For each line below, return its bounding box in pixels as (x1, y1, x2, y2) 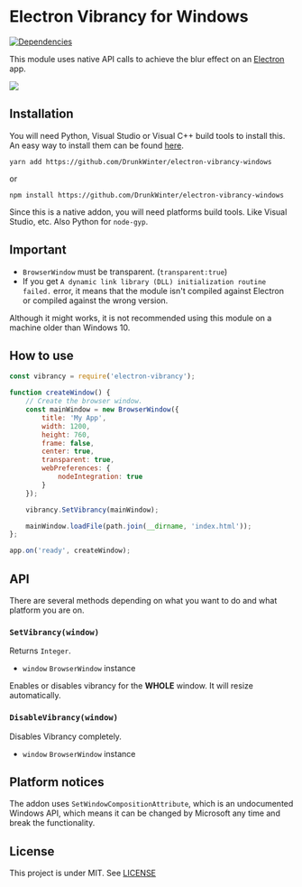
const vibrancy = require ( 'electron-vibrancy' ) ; (9, 372, 196, 381)
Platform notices (9, 774, 105, 790)
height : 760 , (41, 430, 91, 439)
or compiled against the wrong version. (22, 295, 169, 306)
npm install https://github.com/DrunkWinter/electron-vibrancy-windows (9, 190, 284, 199)
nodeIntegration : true (57, 472, 143, 481)
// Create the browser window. (25, 397, 143, 406)
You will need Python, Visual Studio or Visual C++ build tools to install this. (9, 130, 286, 141)
